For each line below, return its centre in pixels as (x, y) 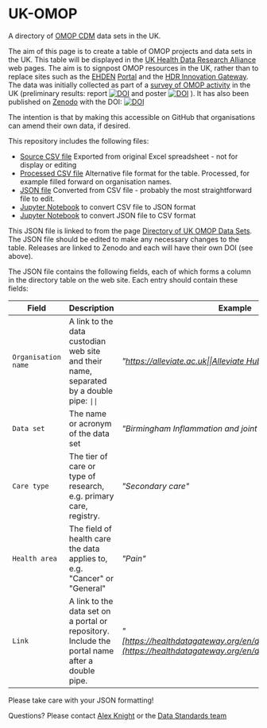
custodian (87, 341)
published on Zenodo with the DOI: (65, 102)
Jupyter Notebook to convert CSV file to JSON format (108, 206)
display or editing (48, 164)
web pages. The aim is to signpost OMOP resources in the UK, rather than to (133, 67)
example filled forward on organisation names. (96, 181)
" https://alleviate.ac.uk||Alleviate (183, 360)
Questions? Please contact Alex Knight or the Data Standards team (118, 715)
